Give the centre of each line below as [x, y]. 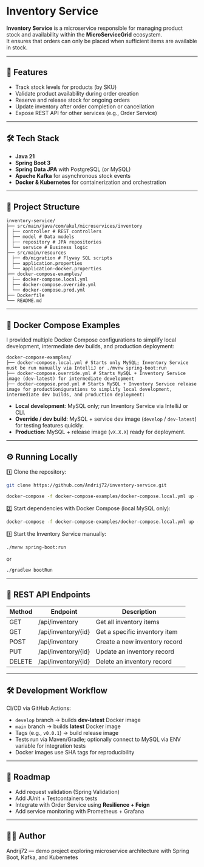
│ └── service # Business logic [47, 248]
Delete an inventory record [134, 662]
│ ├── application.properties [45, 264]
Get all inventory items [127, 622]
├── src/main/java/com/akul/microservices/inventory [74, 226]
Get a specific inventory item [137, 632]
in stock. [17, 47]
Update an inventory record [135, 651]
